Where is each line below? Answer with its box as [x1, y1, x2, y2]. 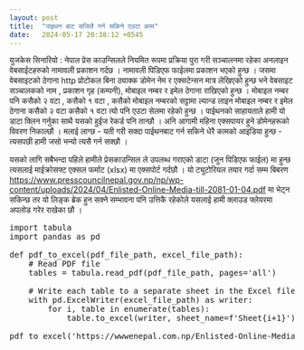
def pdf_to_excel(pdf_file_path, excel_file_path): [9, 250, 244, 260]
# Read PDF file [28, 259, 101, 270]
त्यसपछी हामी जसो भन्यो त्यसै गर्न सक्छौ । [9, 137, 128, 147]
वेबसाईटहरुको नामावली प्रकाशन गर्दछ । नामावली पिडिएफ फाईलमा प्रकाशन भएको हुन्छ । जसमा [9, 65, 276, 76]
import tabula [9, 222, 72, 233]
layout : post [9, 13, 59, 23]
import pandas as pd [9, 232, 101, 242]
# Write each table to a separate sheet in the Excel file [28, 286, 296, 297]
